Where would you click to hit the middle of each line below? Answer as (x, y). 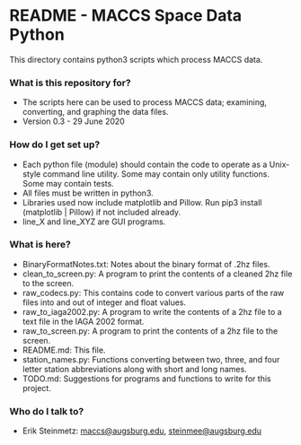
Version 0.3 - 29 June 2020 (74, 121)
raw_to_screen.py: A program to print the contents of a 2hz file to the (150, 331)
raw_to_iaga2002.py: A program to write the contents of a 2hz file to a (152, 311)
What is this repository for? (71, 83)
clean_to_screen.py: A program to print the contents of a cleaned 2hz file (157, 274)
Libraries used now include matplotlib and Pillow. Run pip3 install (142, 202)
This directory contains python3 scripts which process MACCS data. (136, 59)
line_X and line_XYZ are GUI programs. (94, 222)
